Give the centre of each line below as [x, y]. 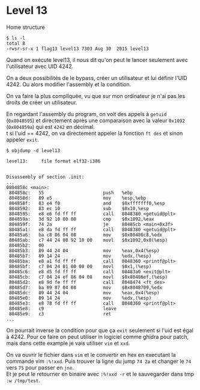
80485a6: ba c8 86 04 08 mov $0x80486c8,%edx [86, 235]
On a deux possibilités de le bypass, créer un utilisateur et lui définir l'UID [97, 78]
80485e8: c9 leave [63, 308]
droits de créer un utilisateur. [42, 102]
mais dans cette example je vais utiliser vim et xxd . [68, 343]
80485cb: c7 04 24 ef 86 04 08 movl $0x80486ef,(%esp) [88, 277]
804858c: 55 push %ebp [71, 193]
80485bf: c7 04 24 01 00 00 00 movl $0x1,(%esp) [80, 266]
